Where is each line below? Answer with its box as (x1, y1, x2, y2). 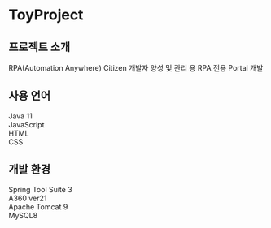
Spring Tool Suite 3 (8, 184, 73, 194)
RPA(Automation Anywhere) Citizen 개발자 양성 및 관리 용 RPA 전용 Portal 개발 (8, 63, 264, 72)
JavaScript (8, 119, 45, 129)
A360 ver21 (8, 193, 47, 203)
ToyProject (8, 6, 84, 24)
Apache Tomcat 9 (8, 201, 68, 212)
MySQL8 (8, 210, 38, 220)
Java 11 (8, 111, 33, 121)
